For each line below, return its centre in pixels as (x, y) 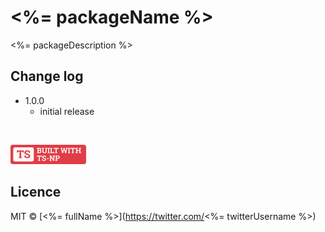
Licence (36, 192)
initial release (67, 111)
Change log (47, 76)
